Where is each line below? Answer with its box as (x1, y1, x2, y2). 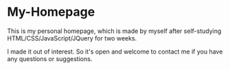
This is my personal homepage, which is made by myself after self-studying (7, 27, 222, 35)
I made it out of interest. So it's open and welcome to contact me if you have (7, 47, 223, 56)
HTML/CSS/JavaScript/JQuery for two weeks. (7, 34, 137, 42)
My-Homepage (7, 4, 95, 20)
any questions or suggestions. (7, 54, 93, 62)
